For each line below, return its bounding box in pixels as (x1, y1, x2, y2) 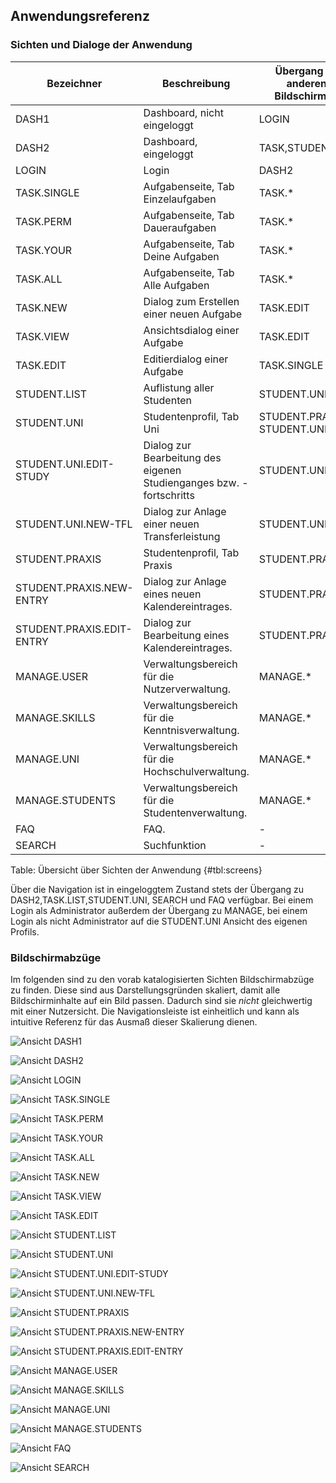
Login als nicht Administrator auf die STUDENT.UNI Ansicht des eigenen (10, 915, 308, 927)
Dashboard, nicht (143, 105, 224, 119)
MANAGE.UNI (15, 752, 80, 766)
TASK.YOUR (15, 243, 73, 257)
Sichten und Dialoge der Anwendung (10, 38, 193, 52)
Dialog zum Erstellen (143, 294, 240, 308)
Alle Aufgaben (143, 278, 210, 292)
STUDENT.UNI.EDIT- (15, 457, 115, 471)
